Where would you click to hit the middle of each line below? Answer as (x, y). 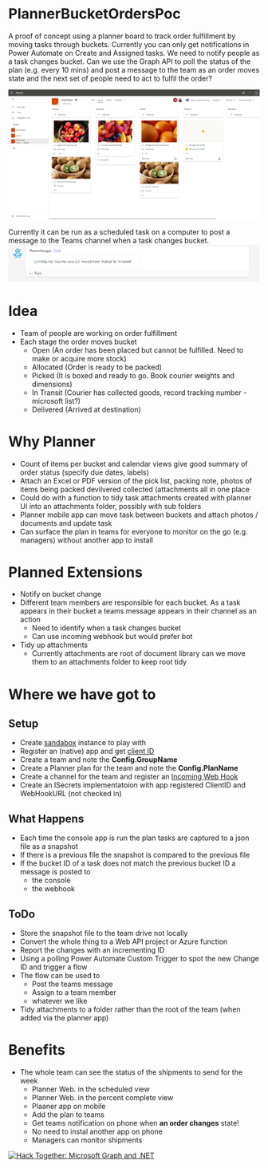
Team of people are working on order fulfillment (99, 333)
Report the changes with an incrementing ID (92, 950)
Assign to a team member (74, 992)
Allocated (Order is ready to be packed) (97, 367)
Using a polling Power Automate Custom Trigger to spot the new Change (139, 959)
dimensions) (52, 384)
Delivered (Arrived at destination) (86, 409)
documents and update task (66, 523)
